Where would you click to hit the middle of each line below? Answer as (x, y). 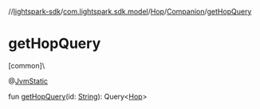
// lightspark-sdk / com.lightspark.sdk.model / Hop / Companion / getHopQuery (130, 12)
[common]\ (27, 65)
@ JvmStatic (28, 81)
